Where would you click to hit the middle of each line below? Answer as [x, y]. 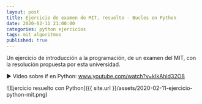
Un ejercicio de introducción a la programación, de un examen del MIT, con [101, 58]
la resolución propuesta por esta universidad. [63, 64]
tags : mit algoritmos [34, 35]
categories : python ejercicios [46, 29]
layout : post [23, 12]
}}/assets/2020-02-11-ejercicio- [152, 88]
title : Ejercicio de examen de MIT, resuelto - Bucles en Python [91, 18]
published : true [27, 40]
